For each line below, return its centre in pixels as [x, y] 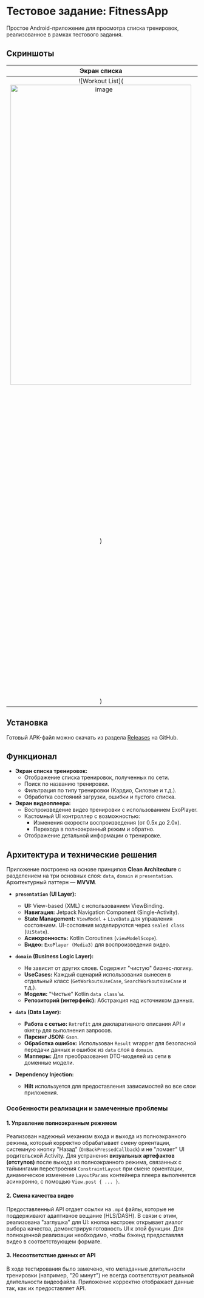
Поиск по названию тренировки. [66, 784]
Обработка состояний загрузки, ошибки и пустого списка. [100, 797]
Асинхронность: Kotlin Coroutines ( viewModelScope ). [91, 938]
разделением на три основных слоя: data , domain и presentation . [90, 876]
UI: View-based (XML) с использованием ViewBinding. [94, 906]
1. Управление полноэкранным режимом [62, 1123]
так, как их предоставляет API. [46, 1288]
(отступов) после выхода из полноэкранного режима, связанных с [94, 1162]
